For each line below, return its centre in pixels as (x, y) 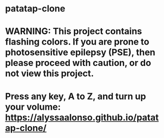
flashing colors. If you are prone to (77, 42)
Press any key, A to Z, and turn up (76, 96)
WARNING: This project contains (74, 32)
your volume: (33, 107)
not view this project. (50, 74)
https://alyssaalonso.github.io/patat (82, 117)
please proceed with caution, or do (78, 63)
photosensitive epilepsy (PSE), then (80, 52)
